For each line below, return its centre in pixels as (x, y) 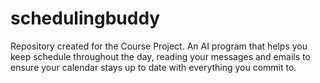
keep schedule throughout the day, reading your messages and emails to (160, 56)
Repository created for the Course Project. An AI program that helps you (159, 46)
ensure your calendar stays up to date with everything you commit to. (153, 67)
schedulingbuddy (85, 18)
